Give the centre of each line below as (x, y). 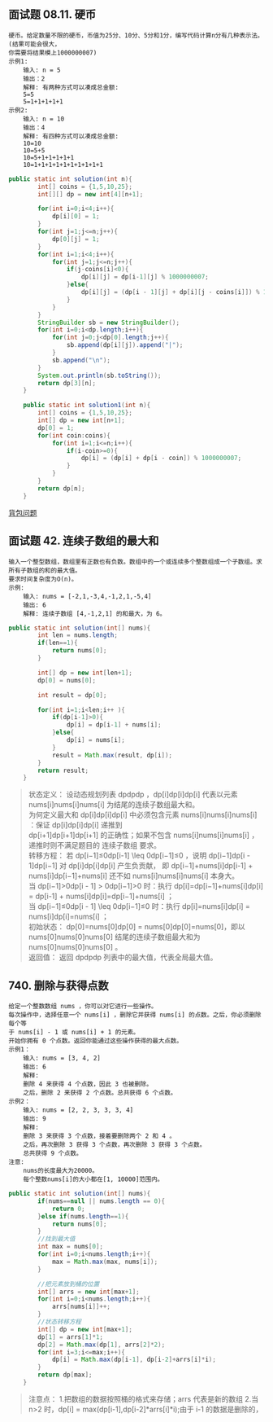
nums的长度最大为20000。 (61, 1171)
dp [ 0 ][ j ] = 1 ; (76, 239)
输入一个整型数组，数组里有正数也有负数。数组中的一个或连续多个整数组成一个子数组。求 (135, 562)
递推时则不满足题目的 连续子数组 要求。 (94, 845)
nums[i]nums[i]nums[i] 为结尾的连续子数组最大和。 (114, 805)
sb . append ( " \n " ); (81, 360)
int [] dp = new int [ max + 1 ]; (85, 1329)
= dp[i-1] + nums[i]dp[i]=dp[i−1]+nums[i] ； (101, 896)
